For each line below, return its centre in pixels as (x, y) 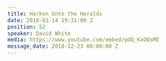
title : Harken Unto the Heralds (55, 14)
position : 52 (26, 27)
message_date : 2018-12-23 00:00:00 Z (63, 46)
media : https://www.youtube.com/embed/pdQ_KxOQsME (83, 40)
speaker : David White (39, 33)
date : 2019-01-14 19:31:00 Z (50, 20)
